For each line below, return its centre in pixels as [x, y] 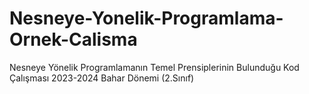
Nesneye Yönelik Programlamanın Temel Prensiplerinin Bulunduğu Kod [154, 67]
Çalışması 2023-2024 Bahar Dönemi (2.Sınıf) [102, 78]
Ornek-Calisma [73, 39]
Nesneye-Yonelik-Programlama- [146, 18]
